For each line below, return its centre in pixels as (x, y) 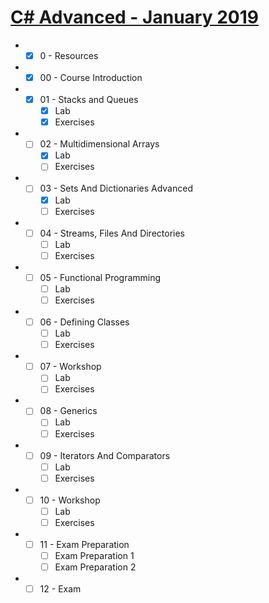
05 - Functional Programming (100, 277)
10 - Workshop (70, 500)
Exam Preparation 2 (95, 567)
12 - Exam (60, 589)
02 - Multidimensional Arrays (99, 144)
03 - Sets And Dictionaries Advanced (116, 188)
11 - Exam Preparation (84, 544)
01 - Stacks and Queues (89, 100)
